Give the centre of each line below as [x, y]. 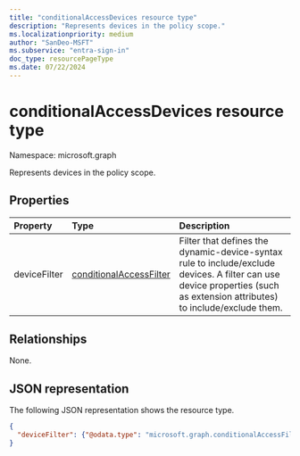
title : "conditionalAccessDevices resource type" [104, 17]
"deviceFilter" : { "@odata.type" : [79, 435]
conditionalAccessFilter [121, 274]
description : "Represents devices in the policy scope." [117, 26]
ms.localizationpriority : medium [71, 34]
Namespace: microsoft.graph [63, 155]
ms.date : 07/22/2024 [48, 68]
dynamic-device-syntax [231, 252]
